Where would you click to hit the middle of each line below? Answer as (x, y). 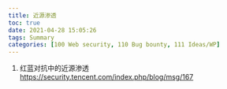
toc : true (24, 23)
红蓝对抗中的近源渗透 (54, 69)
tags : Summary (32, 37)
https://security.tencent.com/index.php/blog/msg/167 (106, 77)
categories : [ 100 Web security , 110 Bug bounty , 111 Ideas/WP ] (114, 45)
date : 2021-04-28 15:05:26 (52, 30)
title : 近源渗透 (32, 15)
